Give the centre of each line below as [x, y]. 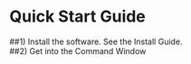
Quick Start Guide [78, 17]
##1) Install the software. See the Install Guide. [96, 41]
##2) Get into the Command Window [78, 50]
